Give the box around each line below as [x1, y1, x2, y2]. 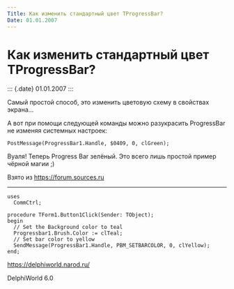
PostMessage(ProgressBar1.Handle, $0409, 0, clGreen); [7, 140, 170, 147]
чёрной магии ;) [7, 160, 55, 168]
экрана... [7, 105, 34, 114]
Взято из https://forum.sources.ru [7, 173, 104, 181]
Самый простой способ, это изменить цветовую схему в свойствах [7, 98, 210, 107]
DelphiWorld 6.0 [7, 274, 54, 283]
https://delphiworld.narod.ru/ [7, 260, 91, 269]
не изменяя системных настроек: [7, 126, 108, 135]
